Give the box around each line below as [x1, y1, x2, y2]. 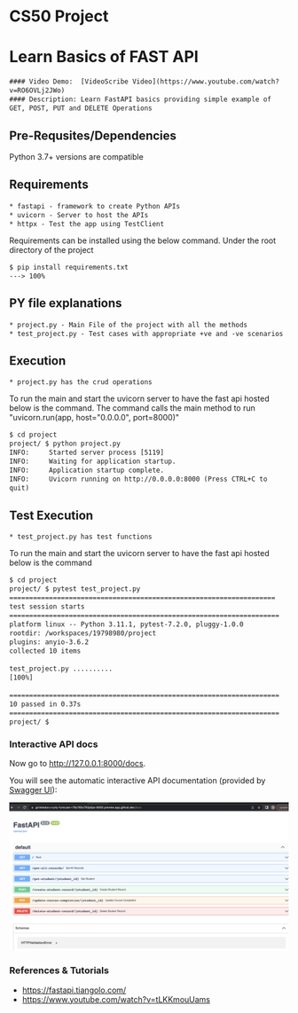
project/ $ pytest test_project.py [9, 585, 141, 593]
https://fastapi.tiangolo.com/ [21, 985, 127, 995]
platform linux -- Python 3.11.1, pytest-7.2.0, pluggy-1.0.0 [9, 620, 244, 629]
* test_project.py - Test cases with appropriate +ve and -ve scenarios [9, 329, 284, 338]
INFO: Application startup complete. [9, 466, 165, 475]
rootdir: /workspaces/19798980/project [9, 629, 157, 638]
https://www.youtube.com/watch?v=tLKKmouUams [21, 993, 211, 1004]
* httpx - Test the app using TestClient [9, 219, 165, 228]
